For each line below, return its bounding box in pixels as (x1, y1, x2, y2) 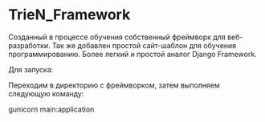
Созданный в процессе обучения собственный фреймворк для (8, 32, 226, 42)
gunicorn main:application (8, 104, 95, 114)
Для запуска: (8, 64, 54, 74)
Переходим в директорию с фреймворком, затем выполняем (8, 80, 221, 90)
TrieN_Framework (8, 6, 131, 24)
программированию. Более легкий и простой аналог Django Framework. (8, 49, 257, 59)
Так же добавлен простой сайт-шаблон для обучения (51, 40, 237, 50)
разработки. (8, 40, 51, 50)
